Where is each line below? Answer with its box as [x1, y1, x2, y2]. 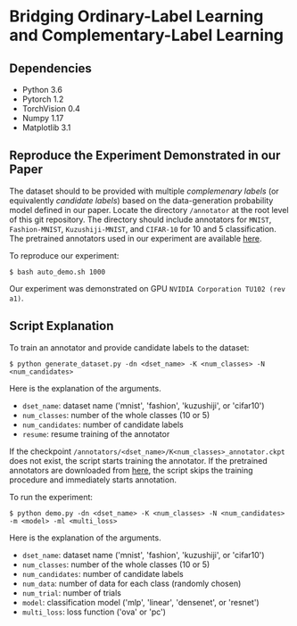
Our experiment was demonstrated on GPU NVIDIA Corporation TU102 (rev [9, 283, 285, 293]
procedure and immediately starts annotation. [9, 474, 177, 485]
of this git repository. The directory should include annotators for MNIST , [9, 214, 272, 225]
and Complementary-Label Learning [9, 25, 284, 45]
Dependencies [9, 61, 92, 76]
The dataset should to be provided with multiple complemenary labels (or [9, 185, 279, 196]
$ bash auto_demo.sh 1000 [9, 268, 105, 276]
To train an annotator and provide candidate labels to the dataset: [9, 342, 250, 353]
